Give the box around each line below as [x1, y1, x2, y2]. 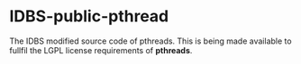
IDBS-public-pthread [9, 6, 169, 27]
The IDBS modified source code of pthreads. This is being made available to [9, 36, 292, 46]
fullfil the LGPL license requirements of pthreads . [9, 44, 193, 55]
